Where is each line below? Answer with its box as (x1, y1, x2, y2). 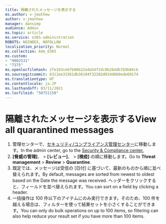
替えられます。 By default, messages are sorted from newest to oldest (12, 171, 155, 177)
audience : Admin (5, 26, 39, 31)
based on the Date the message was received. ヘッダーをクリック (12, 177, 148, 184)
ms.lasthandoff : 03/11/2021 (5, 85, 63, 91)
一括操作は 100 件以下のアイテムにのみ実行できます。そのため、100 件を (12, 195, 160, 201)
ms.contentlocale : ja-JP (5, 81, 56, 86)
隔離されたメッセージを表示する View (5, 113, 157, 125)
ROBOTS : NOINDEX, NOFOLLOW (5, 40, 61, 45)
